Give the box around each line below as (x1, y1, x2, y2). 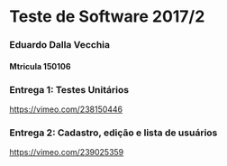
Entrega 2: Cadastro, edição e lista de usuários (9, 126, 218, 139)
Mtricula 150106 (9, 60, 71, 71)
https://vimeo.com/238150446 (9, 104, 123, 115)
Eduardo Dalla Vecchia (9, 39, 111, 51)
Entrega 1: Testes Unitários (9, 83, 129, 96)
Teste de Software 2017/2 (9, 6, 205, 27)
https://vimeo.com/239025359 (9, 147, 124, 158)
